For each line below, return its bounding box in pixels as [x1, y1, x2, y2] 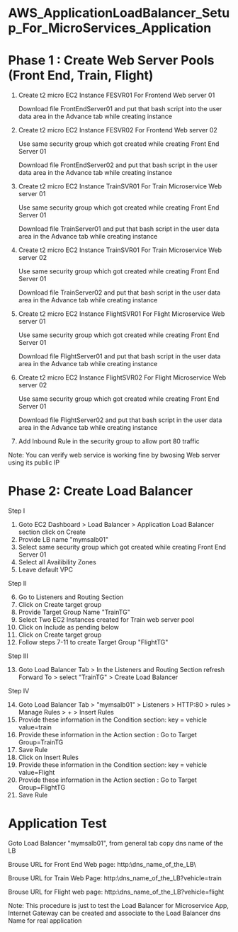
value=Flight [18, 768, 55, 777]
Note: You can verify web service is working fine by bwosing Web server [8, 451, 220, 460]
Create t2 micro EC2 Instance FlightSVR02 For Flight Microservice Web [18, 373, 227, 382]
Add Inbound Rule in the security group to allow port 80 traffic [18, 437, 200, 445]
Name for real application [8, 916, 82, 925]
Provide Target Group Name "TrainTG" [18, 608, 130, 617]
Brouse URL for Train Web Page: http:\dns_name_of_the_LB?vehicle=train [8, 874, 222, 882]
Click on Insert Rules [18, 753, 79, 762]
